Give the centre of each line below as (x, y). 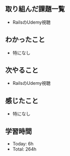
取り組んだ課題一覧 (35, 9)
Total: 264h (24, 149)
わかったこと (25, 40)
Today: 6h (23, 144)
